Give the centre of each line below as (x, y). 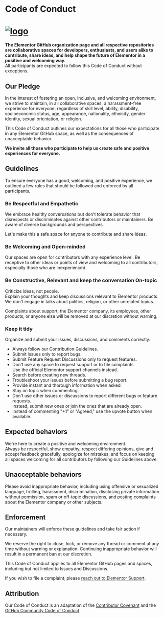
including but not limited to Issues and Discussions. (57, 569)
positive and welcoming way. (35, 61)
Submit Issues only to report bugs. (47, 354)
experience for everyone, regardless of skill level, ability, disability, (72, 108)
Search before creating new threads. (49, 375)
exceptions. (17, 71)
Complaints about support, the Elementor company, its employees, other (78, 311)
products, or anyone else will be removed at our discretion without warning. (81, 316)
